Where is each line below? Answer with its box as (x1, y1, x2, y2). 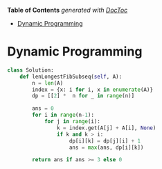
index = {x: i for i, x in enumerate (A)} (32, 86, 154, 93)
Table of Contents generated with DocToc (7, 6, 128, 14)
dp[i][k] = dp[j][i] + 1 (69, 137, 141, 145)
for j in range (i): (44, 118, 100, 125)
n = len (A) (32, 79, 64, 86)
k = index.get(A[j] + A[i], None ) (56, 124, 156, 131)
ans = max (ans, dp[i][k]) (69, 144, 144, 151)
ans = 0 (32, 105, 54, 112)
